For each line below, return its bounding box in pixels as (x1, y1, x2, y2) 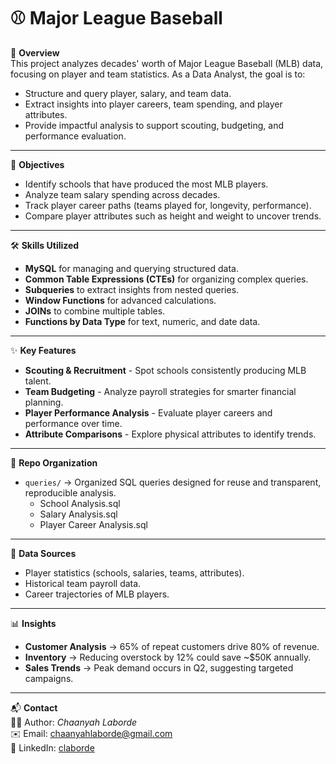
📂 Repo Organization (10, 456, 98, 469)
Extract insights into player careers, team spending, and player (24, 98, 283, 110)
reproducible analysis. (24, 486, 117, 499)
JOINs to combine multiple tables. (24, 305, 166, 317)
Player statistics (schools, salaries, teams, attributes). (24, 566, 245, 579)
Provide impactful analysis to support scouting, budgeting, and (24, 119, 285, 131)
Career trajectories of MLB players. (24, 588, 170, 600)
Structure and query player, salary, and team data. (24, 87, 232, 99)
